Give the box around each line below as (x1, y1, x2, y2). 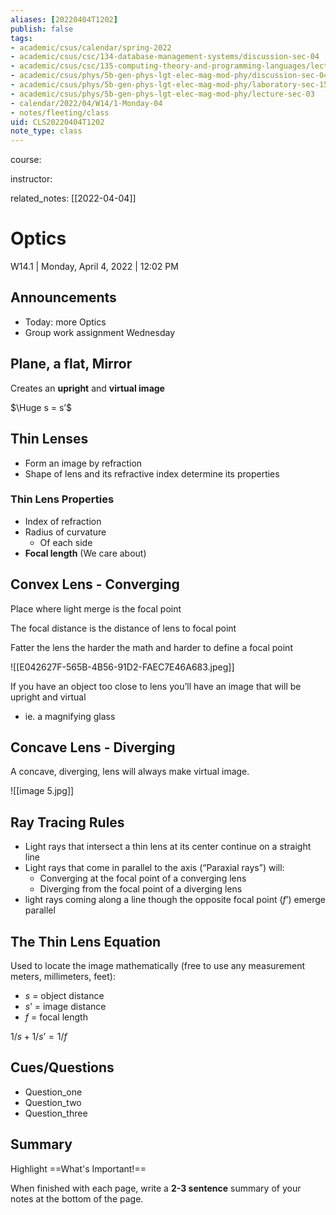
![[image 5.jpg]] (10, 785, 75, 797)
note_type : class (10, 126, 83, 136)
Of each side (39, 536, 93, 548)
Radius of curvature (24, 526, 107, 538)
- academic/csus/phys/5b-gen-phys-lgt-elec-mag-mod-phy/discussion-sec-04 (10, 71, 329, 81)
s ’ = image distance (24, 1001, 107, 1013)
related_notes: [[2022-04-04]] (10, 192, 137, 205)
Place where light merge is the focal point (10, 602, 182, 615)
